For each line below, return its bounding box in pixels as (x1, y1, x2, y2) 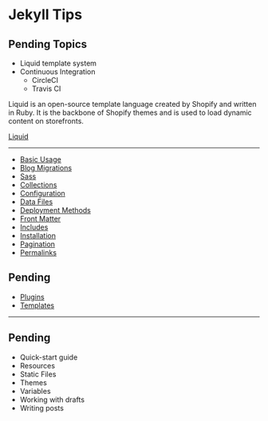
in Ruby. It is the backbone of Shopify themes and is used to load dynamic (8, 108, 253, 117)
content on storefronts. (8, 116, 84, 125)
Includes (19, 222, 49, 232)
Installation (19, 231, 57, 240)
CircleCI (31, 76, 58, 85)
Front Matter (19, 214, 61, 223)
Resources (19, 360, 56, 370)
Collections (19, 180, 57, 189)
